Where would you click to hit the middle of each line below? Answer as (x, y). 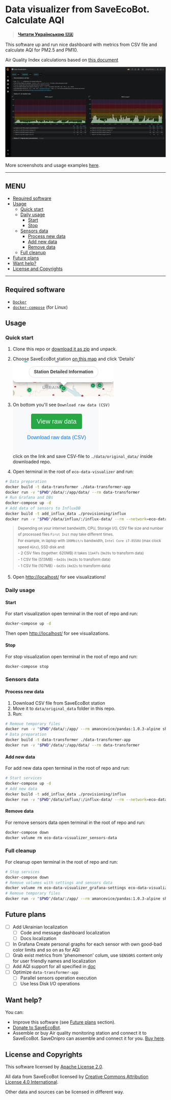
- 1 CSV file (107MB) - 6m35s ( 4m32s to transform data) (64, 566)
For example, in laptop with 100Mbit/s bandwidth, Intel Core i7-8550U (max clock (89, 541)
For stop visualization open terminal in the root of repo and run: (72, 656)
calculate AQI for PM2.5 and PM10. (42, 50)
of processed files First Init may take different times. (66, 534)
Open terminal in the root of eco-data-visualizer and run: (73, 471)
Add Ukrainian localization (40, 927)
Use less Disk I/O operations (50, 984)
